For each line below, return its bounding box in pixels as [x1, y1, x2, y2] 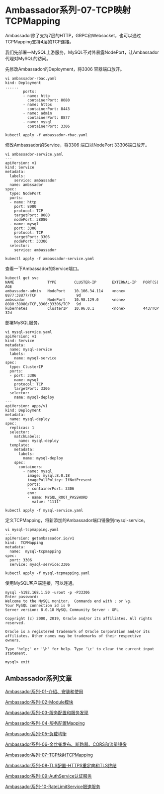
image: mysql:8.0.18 [27, 473, 70, 478]
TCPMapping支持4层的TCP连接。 [5, 38, 74, 45]
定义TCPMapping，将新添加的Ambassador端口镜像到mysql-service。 [5, 517, 148, 523]
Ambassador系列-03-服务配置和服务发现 [5, 709, 88, 715]
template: [9, 442, 30, 447]
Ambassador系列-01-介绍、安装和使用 [5, 688, 83, 694]
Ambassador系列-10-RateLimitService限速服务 [5, 784, 100, 790]
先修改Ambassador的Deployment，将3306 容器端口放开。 [5, 66, 125, 72]
